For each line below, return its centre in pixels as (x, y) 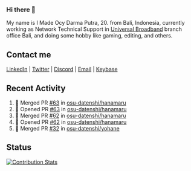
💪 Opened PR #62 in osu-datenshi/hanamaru (71, 122)
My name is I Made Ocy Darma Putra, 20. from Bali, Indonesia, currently (96, 23)
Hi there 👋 (21, 10)
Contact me (29, 55)
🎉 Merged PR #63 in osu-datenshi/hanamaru (70, 103)
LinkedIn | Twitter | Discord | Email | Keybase (62, 69)
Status (19, 147)
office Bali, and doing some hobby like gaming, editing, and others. (89, 36)
